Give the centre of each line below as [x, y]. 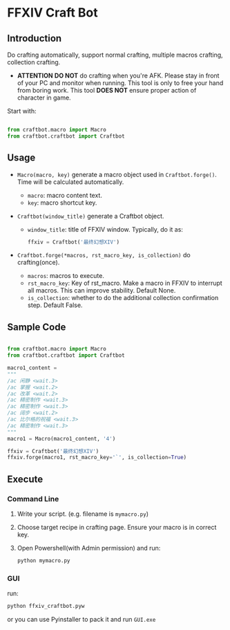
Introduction [35, 38]
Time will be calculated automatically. [70, 182]
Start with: [22, 111]
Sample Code [37, 327]
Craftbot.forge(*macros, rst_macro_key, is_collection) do [104, 255]
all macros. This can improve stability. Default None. [102, 290]
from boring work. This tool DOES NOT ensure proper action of [107, 90]
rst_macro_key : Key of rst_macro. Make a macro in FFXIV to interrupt [125, 283]
